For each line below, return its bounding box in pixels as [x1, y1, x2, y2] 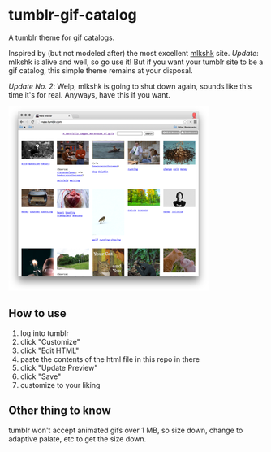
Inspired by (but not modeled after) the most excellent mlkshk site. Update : [8, 48, 260, 58]
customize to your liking [19, 380, 101, 389]
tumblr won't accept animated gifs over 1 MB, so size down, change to [8, 425, 243, 435]
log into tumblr [19, 328, 69, 338]
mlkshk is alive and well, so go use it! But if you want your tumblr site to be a [8, 57, 264, 67]
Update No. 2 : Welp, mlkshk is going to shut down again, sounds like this [8, 81, 252, 91]
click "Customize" [19, 337, 81, 346]
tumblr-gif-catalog [8, 6, 137, 24]
